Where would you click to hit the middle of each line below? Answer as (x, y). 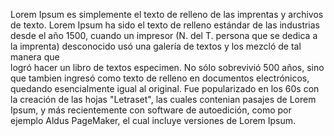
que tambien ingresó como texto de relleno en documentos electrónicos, (160, 78)
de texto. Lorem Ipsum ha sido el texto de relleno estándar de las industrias (165, 25)
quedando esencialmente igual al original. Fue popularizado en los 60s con (165, 88)
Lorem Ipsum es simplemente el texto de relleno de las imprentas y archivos (167, 14)
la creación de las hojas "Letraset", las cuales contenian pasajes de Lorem (163, 99)
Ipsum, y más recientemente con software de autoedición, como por (151, 110)
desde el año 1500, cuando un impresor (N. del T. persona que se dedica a (164, 35)
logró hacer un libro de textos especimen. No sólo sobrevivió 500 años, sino (167, 67)
